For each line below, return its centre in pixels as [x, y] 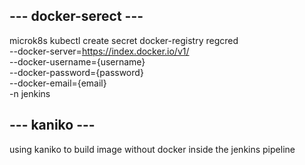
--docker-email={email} [58, 83]
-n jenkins [30, 93]
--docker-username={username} [77, 61]
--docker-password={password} [76, 72]
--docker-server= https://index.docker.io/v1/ [99, 51]
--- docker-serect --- [76, 16]
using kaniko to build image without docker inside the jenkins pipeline [152, 149]
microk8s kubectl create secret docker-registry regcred [124, 40]
